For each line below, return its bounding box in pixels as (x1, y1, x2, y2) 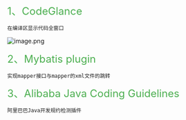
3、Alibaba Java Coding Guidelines (7, 87, 180, 100)
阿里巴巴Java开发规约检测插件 (7, 107, 82, 114)
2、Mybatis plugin (7, 52, 96, 66)
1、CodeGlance (7, 5, 83, 18)
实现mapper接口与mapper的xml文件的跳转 (7, 72, 111, 79)
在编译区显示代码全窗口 (7, 25, 64, 32)
